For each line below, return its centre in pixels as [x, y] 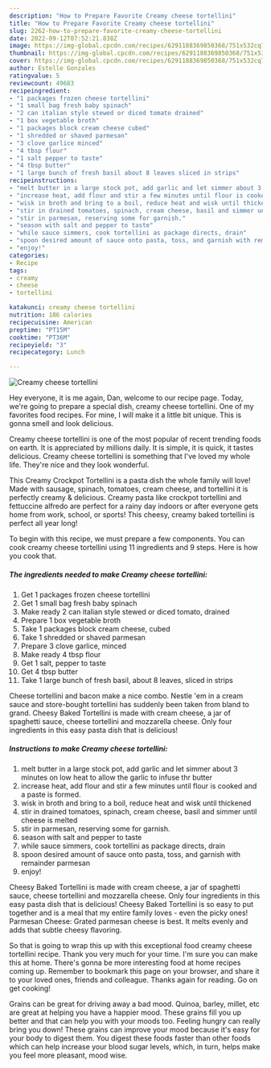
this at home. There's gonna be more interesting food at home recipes [125, 962]
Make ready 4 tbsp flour [61, 655]
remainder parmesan [55, 863]
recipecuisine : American [51, 322]
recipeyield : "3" [38, 345]
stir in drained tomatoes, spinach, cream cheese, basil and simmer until [139, 812]
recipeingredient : [40, 91]
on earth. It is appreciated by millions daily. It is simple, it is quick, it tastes [131, 448]
